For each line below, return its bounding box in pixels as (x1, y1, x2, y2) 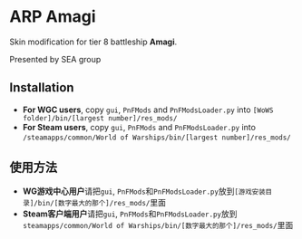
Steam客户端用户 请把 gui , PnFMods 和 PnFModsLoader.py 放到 (22, 208, 238, 219)
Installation (9, 80, 74, 96)
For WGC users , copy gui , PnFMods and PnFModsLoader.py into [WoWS (22, 104, 274, 115)
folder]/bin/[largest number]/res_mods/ (22, 113, 178, 123)
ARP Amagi (9, 6, 97, 27)
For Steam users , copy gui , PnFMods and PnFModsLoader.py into (22, 121, 257, 132)
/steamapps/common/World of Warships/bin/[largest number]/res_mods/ (22, 133, 292, 142)
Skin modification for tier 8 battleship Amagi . (9, 36, 178, 47)
